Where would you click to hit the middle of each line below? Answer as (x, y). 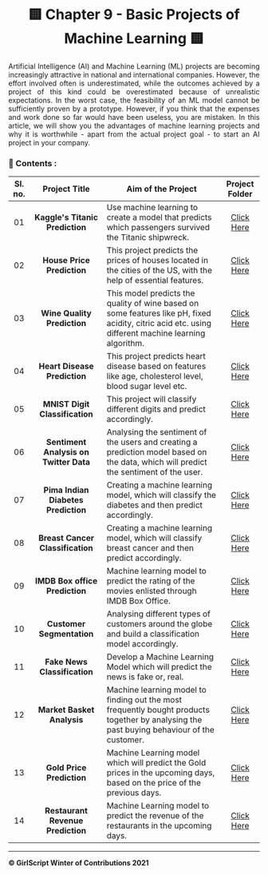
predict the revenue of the (155, 816)
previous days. (134, 793)
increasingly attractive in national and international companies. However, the (134, 74)
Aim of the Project (162, 189)
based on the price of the (154, 783)
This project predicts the (152, 250)
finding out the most (144, 700)
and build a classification (153, 634)
